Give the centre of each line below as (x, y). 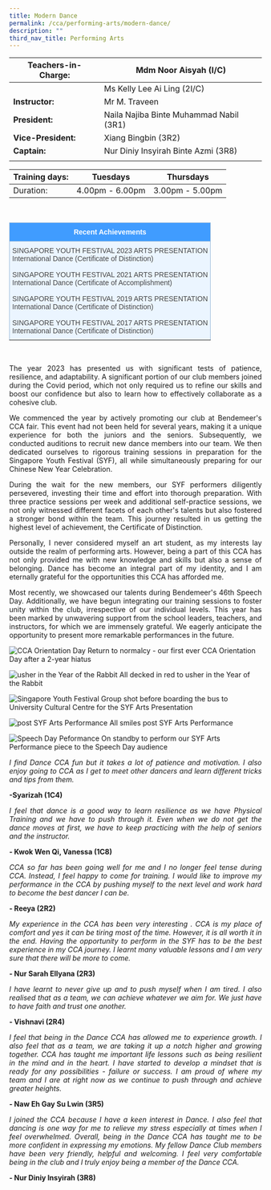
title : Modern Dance (44, 16)
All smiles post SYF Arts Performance (171, 723)
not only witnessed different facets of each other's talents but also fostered (135, 510)
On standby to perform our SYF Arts (161, 738)
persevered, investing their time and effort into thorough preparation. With (135, 493)
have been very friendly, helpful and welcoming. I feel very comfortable (135, 1154)
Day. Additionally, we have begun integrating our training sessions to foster (135, 601)
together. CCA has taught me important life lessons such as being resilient (135, 1054)
